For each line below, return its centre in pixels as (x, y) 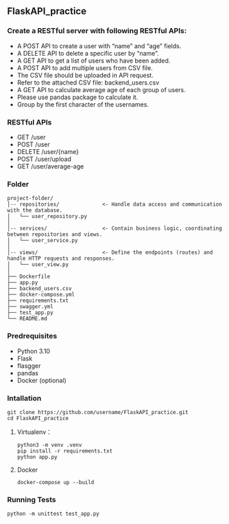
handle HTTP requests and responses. (61, 259)
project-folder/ (30, 199)
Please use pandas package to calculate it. (77, 97)
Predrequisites (32, 336)
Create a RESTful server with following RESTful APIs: (97, 31)
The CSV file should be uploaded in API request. (85, 75)
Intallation (24, 398)
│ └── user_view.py (38, 265)
